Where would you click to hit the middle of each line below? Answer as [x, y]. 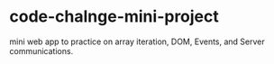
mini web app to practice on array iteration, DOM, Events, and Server [137, 41]
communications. [41, 50]
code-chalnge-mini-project [114, 17]
